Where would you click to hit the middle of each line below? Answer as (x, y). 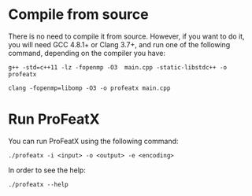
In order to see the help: (47, 170)
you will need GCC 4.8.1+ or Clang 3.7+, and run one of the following (119, 44)
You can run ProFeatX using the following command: (93, 141)
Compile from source (78, 15)
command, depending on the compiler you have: (87, 53)
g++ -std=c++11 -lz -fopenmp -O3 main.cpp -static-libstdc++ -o (117, 67)
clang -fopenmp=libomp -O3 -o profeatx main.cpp (89, 88)
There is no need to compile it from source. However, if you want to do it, (127, 36)
